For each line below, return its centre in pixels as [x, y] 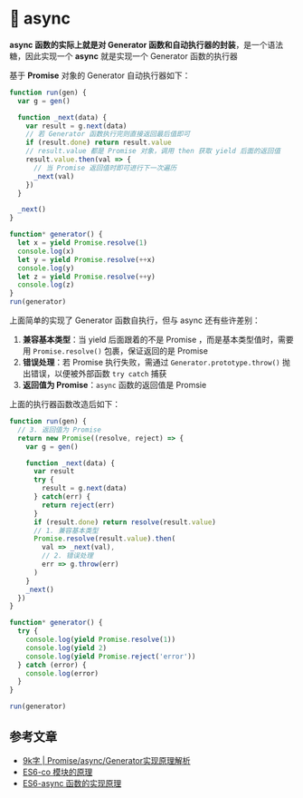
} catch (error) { [52, 665]
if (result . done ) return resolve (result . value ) [125, 522]
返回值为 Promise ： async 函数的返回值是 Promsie [114, 385]
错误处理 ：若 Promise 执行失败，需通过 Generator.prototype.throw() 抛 [156, 363]
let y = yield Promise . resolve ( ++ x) [86, 259]
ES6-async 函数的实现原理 [72, 783]
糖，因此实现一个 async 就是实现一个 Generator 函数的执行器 [123, 56]
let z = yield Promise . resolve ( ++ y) [86, 277]
